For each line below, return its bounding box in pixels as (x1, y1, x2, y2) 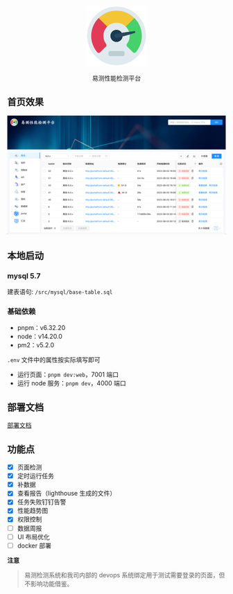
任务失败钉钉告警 (17, 498, 67, 506)
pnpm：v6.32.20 (17, 324, 66, 332)
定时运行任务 (17, 472, 54, 480)
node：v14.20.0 (17, 332, 62, 341)
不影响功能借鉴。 (24, 579, 74, 588)
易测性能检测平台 (92, 74, 141, 82)
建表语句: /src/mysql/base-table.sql (7, 288, 113, 296)
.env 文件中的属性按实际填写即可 (7, 356, 101, 364)
